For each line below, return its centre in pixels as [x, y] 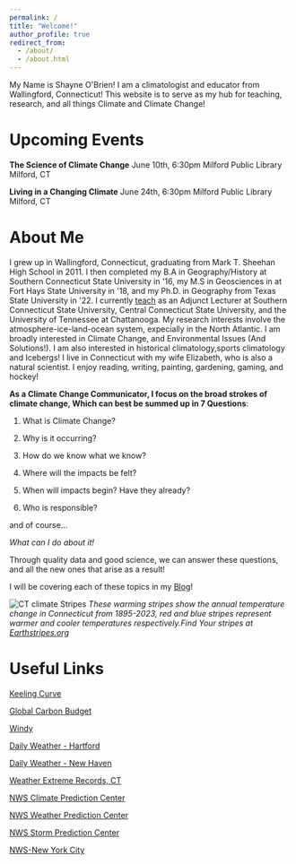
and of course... [39, 524]
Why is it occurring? [59, 438]
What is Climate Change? [69, 420]
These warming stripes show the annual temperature [187, 604]
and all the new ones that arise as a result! [87, 569]
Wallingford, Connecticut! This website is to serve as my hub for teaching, [146, 94]
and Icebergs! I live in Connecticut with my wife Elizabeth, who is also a [141, 357]
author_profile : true [50, 34]
